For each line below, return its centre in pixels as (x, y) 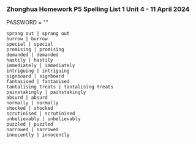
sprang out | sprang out (38, 34)
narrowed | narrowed (33, 130)
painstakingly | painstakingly (46, 92)
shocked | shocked (30, 109)
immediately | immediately (41, 66)
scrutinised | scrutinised (41, 114)
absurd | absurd (27, 98)
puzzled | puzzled (30, 124)
